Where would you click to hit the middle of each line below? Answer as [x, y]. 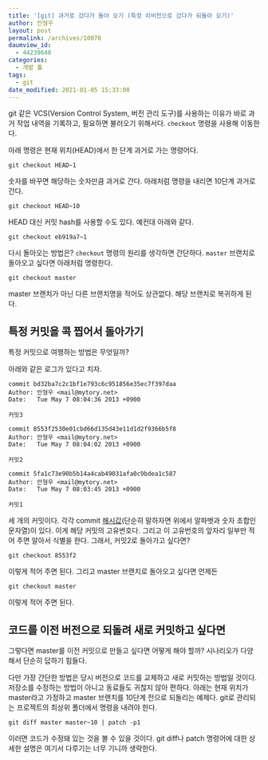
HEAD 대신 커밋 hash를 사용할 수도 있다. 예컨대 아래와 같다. [101, 222]
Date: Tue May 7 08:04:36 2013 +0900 [75, 400]
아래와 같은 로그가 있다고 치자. [55, 369]
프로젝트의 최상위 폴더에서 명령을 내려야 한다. [87, 707]
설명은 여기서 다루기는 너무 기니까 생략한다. [90, 748]
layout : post [30, 30]
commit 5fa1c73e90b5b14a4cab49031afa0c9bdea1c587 [93, 474]
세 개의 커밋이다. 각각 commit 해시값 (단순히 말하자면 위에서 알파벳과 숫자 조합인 [132, 521]
